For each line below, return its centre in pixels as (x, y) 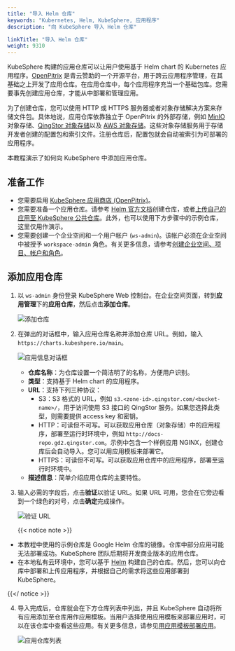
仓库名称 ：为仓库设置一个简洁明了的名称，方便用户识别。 (111, 372)
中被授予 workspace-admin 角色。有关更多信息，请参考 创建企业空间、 (116, 244)
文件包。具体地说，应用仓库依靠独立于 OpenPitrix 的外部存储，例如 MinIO (119, 117)
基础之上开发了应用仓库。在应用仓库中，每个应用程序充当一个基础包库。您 (114, 84)
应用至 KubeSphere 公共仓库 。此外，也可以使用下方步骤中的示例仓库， (120, 217)
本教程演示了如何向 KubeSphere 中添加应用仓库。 (79, 158)
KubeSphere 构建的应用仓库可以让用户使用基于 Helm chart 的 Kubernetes (113, 67)
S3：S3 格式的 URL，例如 (75, 398)
